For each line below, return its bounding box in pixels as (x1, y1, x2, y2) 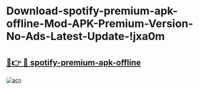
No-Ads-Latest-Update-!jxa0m (6, 30, 165, 43)
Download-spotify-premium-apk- (6, 4, 178, 18)
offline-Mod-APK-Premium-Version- (6, 17, 194, 30)
